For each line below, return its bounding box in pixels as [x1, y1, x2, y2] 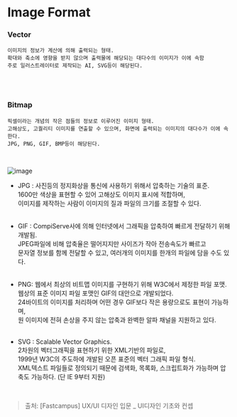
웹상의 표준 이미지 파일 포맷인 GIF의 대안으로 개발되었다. [17, 289, 174, 297]
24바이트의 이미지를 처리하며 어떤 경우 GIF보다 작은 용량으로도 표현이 [17, 297, 210, 306]
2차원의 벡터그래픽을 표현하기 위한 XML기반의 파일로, [17, 346, 166, 354]
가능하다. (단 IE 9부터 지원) [31, 372, 106, 381]
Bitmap [7, 100, 33, 110]
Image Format [7, 4, 91, 21]
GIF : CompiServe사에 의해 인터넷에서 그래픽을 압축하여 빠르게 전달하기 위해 [17, 221, 231, 230]
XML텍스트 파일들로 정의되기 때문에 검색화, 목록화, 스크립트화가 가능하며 [17, 364, 219, 372]
